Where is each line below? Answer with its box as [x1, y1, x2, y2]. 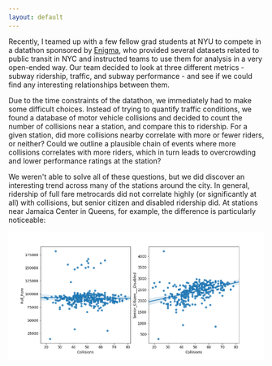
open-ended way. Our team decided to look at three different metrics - [8, 62, 245, 72]
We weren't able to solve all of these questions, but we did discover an [8, 172, 245, 181]
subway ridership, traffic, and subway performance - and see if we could [8, 71, 253, 81]
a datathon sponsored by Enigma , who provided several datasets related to [8, 45, 260, 54]
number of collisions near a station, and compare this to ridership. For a [8, 121, 248, 131]
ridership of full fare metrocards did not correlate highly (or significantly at [8, 189, 257, 198]
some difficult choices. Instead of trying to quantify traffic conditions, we [8, 104, 253, 114]
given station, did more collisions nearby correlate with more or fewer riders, [8, 130, 265, 140]
